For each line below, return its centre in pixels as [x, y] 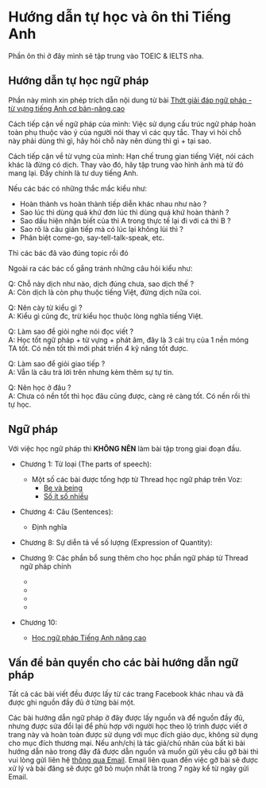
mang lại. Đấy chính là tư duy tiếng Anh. [73, 173]
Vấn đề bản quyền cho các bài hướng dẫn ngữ [123, 662]
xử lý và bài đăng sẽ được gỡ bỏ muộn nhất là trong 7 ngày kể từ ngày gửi [129, 769]
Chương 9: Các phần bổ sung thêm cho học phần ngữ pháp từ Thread [134, 558]
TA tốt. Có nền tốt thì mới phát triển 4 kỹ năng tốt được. [98, 348]
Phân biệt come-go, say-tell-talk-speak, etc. [92, 238]
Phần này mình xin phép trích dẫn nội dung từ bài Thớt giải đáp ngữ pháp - [130, 100]
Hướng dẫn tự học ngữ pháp [79, 81]
